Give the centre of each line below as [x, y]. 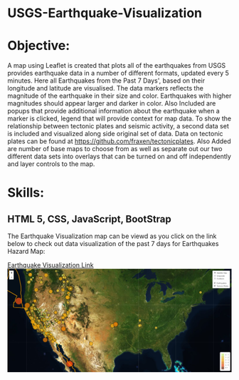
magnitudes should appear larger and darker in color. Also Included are [112, 103]
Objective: [39, 46]
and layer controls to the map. [51, 164]
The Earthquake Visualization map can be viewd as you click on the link [112, 236]
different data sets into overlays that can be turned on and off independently [119, 156]
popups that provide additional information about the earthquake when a [114, 111]
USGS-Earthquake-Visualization [105, 13]
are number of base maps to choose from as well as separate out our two [115, 149]
